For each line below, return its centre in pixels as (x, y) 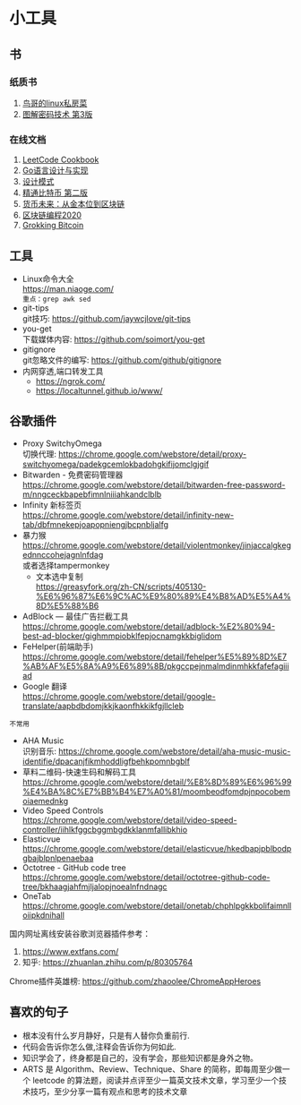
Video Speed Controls (63, 810)
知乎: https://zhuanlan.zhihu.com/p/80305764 (107, 962)
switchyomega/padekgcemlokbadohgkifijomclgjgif (116, 464)
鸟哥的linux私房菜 (55, 103)
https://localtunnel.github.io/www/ (99, 390)
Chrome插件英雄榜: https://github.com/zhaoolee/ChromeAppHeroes (135, 981)
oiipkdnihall (43, 915)
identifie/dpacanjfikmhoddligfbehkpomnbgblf (106, 761)
